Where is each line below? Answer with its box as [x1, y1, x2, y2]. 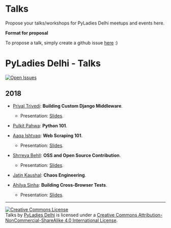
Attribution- [138, 212, 163, 218]
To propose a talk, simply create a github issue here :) [5, 39, 118, 46]
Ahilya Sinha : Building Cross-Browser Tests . [12, 182, 108, 188]
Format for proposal [5, 30, 48, 36]
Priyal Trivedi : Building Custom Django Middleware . [12, 103, 123, 109]
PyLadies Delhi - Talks [5, 58, 101, 69]
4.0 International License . [64, 217, 118, 223]
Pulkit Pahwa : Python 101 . [12, 122, 68, 129]
